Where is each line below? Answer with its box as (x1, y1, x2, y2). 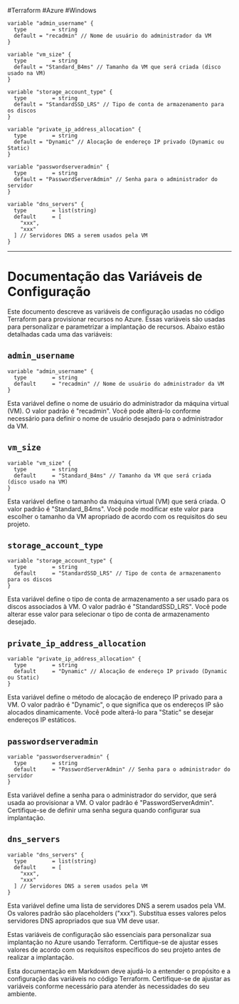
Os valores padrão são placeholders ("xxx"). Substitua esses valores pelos (7, 908, 226, 917)
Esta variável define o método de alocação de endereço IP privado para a (7, 693, 223, 702)
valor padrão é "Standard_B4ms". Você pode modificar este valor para (7, 504, 214, 513)
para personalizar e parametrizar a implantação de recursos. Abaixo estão (7, 322, 225, 331)
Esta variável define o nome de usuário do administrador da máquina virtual (7, 399, 229, 407)
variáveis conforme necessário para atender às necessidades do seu (7, 982, 210, 990)
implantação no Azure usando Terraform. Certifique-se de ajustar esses (7, 938, 218, 946)
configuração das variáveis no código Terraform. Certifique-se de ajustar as (7, 974, 231, 983)
